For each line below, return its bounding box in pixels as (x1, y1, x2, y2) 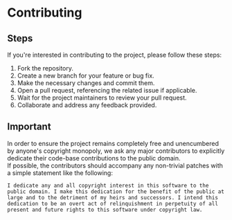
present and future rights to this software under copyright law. (7, 206, 203, 213)
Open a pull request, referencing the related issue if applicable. (17, 86, 197, 94)
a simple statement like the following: (7, 168, 113, 177)
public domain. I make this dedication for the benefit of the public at (7, 188, 225, 195)
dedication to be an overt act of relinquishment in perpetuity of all (7, 200, 218, 207)
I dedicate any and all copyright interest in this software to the (7, 182, 209, 189)
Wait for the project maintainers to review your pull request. (17, 93, 187, 102)
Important (7, 121, 51, 133)
